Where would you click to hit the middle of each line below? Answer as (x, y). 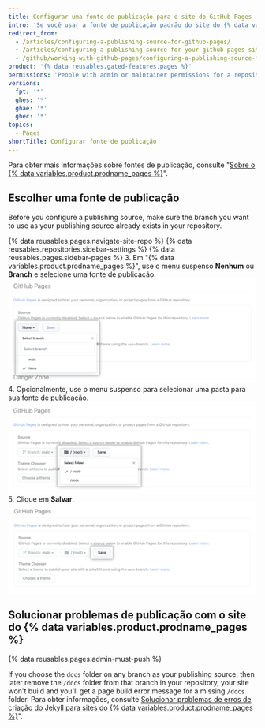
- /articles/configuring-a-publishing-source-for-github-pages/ (123, 42)
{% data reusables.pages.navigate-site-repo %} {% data (100, 241)
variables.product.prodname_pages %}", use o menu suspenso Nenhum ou (131, 266)
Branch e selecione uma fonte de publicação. (82, 274)
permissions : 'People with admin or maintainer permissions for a (119, 75)
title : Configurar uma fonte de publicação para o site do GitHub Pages (130, 17)
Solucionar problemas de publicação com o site (127, 615)
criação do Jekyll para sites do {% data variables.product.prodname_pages (131, 707)
